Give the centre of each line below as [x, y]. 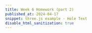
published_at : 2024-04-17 [32, 14]
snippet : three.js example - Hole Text [46, 18]
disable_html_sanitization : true [40, 23]
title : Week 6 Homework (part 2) [40, 9]
